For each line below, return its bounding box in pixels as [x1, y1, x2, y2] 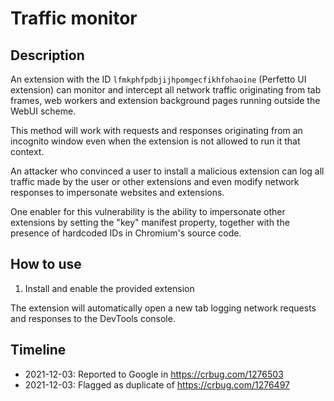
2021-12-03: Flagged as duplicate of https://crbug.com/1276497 [24, 378, 290, 391]
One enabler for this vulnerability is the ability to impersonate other [10, 206, 286, 217]
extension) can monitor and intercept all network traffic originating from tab [10, 84, 322, 96]
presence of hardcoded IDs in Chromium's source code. [10, 227, 242, 239]
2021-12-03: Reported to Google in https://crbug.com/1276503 [24, 368, 284, 380]
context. [10, 146, 45, 157]
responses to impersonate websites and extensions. [10, 187, 225, 198]
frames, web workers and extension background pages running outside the [10, 95, 321, 106]
